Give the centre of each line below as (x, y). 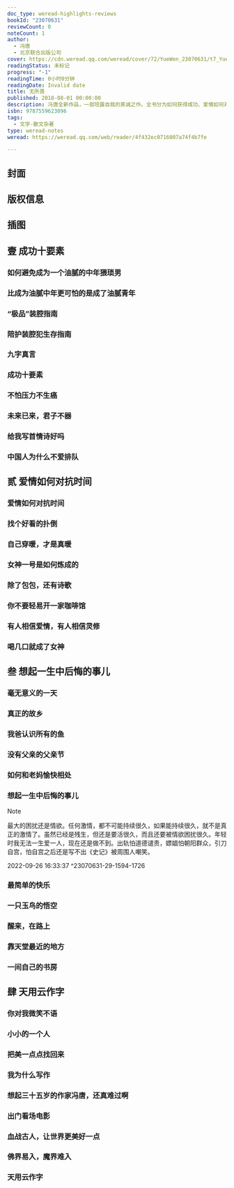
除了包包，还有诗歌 (39, 585)
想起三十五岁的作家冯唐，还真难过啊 (68, 1095)
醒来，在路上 (29, 926)
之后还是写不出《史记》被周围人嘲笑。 (99, 852)
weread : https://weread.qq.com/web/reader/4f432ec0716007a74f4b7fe (107, 137)
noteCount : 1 (26, 33)
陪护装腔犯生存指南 (39, 334)
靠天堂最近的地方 (36, 946)
